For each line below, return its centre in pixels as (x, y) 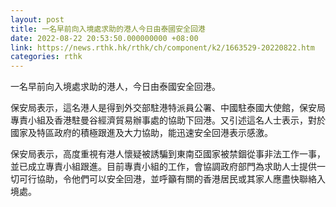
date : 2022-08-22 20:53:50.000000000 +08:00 (104, 38)
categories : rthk (46, 57)
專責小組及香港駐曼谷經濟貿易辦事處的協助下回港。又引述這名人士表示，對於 (168, 120)
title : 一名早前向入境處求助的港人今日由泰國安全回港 (108, 29)
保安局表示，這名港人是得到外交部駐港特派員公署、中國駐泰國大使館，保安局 (168, 108)
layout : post (37, 19)
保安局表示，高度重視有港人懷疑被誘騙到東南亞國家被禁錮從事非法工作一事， (168, 154)
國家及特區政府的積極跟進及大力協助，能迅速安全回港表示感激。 (141, 133)
